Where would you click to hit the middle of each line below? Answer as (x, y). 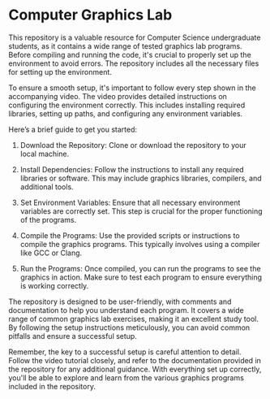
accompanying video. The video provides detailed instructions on (118, 96)
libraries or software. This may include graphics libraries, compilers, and (141, 178)
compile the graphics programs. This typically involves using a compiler (140, 244)
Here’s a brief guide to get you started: (73, 129)
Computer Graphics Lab (90, 15)
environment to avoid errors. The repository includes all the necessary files (134, 63)
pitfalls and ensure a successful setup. (73, 336)
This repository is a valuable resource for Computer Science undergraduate (135, 37)
